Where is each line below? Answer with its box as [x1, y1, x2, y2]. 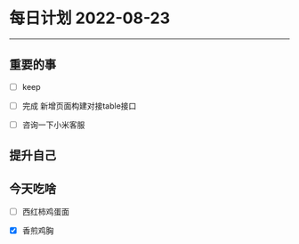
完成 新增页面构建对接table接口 [21, 100, 137, 111]
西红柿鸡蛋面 [21, 207, 69, 217]
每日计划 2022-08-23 [9, 8, 171, 28]
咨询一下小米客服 [21, 119, 85, 130]
